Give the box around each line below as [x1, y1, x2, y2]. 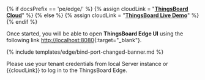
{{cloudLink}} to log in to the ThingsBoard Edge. [6, 67, 127, 74]
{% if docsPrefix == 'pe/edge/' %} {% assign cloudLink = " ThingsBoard [6, 5, 188, 12]
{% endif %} [6, 18, 38, 25]
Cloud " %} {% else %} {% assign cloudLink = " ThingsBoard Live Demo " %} [6, 12, 199, 19]
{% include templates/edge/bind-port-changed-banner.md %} [6, 48, 164, 56]
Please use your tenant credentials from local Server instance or [6, 60, 168, 67]
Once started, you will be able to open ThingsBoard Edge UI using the [6, 30, 184, 37]
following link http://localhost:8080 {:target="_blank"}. [6, 37, 142, 43]
